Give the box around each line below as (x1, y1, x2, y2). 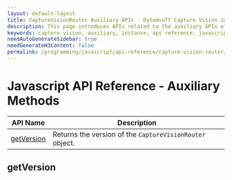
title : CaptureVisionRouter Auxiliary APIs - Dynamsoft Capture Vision (7, 17, 217, 23)
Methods (7, 93, 60, 109)
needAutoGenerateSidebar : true (7, 36, 97, 43)
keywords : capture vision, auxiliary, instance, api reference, (7, 29, 196, 37)
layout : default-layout (7, 10, 76, 17)
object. (52, 138, 75, 148)
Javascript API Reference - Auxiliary (7, 79, 220, 94)
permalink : (7, 49, 39, 56)
